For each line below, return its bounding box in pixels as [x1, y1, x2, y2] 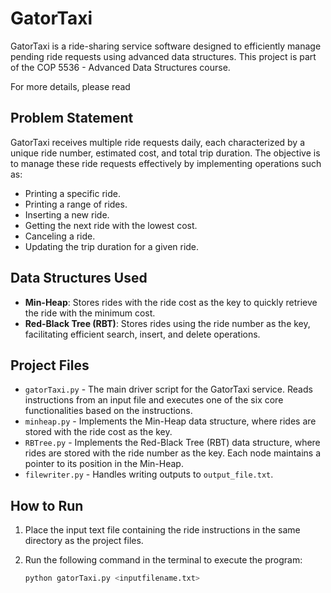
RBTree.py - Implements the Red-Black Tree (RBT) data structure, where [24, 437, 321, 449]
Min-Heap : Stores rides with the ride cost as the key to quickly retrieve [24, 296, 318, 308]
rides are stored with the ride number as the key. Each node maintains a [24, 447, 322, 459]
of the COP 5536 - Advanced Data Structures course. [10, 61, 231, 73]
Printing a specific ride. [24, 187, 121, 199]
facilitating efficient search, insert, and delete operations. [24, 328, 261, 340]
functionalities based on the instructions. [24, 405, 193, 417]
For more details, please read [10, 80, 131, 92]
